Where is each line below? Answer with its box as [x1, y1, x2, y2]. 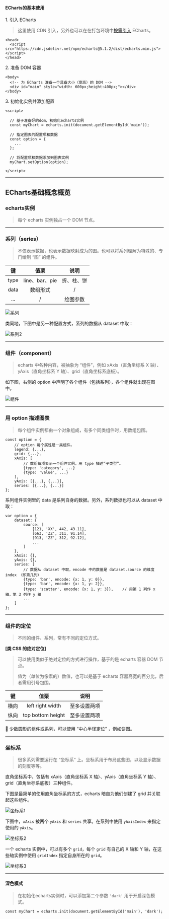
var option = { [5, 513, 37, 518]
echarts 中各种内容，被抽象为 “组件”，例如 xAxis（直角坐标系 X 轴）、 [17, 362, 161, 368]
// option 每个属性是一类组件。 [14, 442, 74, 448]
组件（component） [5, 350, 55, 357]
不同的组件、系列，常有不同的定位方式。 [17, 635, 102, 641]
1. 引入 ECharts [5, 17, 36, 23]
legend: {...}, [14, 447, 46, 452]
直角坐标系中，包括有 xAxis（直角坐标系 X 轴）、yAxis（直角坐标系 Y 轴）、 [5, 773, 159, 780]
